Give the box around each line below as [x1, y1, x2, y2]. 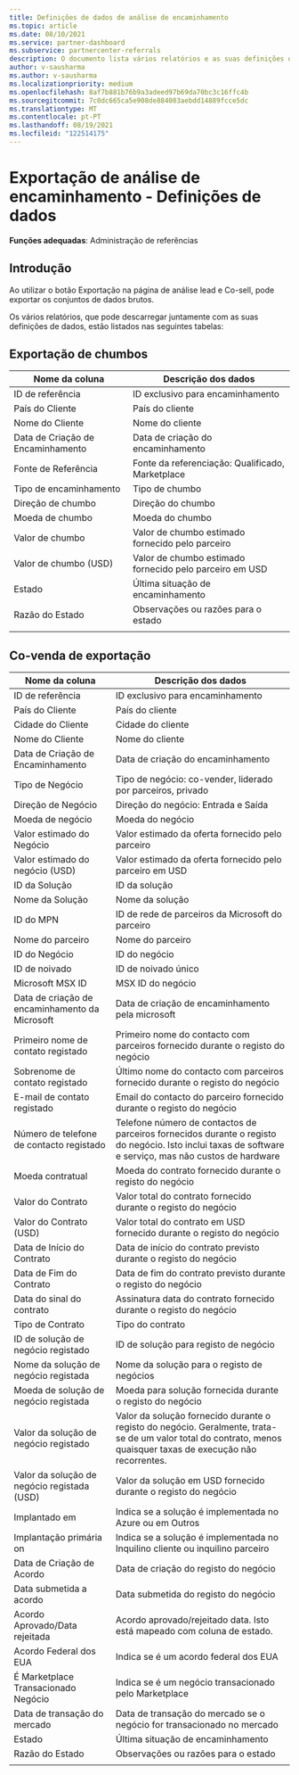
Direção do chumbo [133, 497, 215, 509]
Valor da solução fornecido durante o [115, 1410, 271, 1423]
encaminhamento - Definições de [9, 186, 262, 207]
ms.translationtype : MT [9, 104, 98, 113]
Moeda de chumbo [13, 512, 93, 524]
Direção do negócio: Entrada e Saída [115, 799, 269, 812]
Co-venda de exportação [9, 648, 151, 663]
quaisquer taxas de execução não [115, 1443, 257, 1456]
